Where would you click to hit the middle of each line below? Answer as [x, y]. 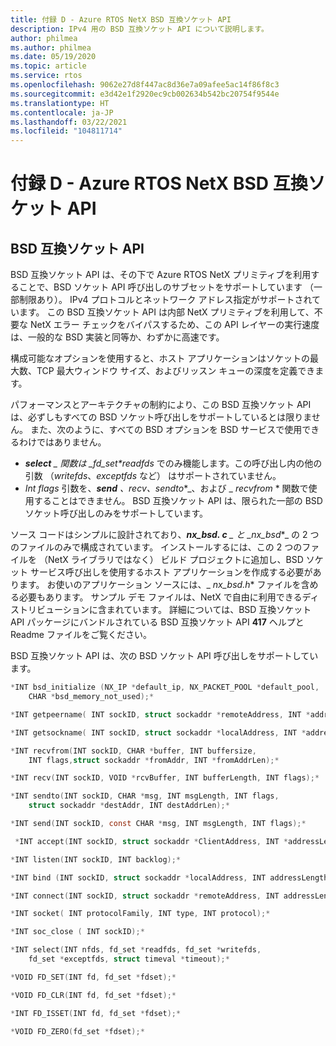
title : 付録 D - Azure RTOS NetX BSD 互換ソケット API [121, 19]
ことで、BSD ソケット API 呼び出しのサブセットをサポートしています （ [166, 287]
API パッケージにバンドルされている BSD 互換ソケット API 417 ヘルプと [157, 622]
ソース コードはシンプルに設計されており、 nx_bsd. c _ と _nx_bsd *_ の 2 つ [165, 535]
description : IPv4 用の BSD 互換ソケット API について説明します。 [139, 29]
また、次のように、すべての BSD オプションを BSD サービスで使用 [166, 430]
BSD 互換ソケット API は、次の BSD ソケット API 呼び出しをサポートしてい [164, 656]
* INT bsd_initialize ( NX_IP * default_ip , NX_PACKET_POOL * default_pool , [165, 687]
